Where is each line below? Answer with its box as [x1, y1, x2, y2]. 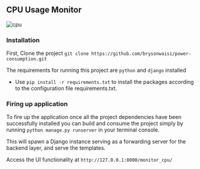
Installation [6, 36, 40, 44]
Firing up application [6, 100, 68, 108]
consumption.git [6, 56, 47, 62]
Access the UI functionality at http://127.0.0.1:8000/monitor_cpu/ [6, 156, 173, 164]
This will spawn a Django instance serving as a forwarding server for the [6, 138, 186, 145]
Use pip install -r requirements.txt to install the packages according [14, 78, 194, 86]
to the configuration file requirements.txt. [14, 84, 117, 92]
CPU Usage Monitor [6, 5, 82, 15]
